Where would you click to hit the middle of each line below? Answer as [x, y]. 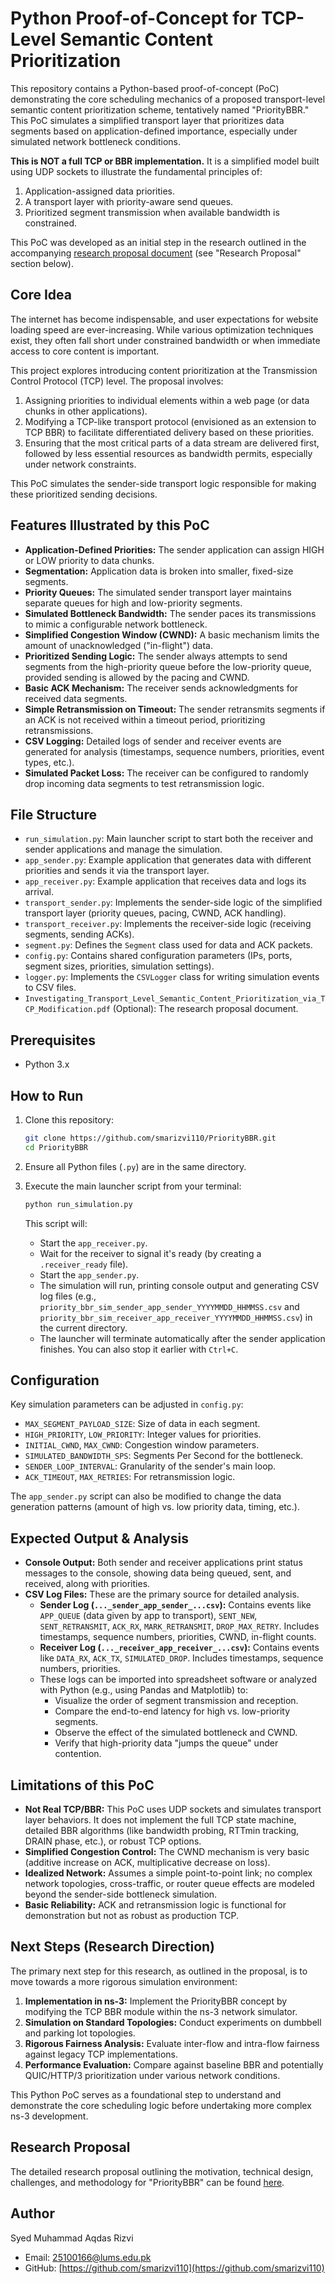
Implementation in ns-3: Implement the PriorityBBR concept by [156, 2001]
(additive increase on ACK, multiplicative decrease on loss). [147, 1863]
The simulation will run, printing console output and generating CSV [179, 1285]
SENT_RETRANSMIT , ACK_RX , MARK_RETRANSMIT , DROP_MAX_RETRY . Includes [179, 1626]
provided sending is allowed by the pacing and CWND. [137, 677]
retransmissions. [59, 730]
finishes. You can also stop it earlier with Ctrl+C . [139, 1349]
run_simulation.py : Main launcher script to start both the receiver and [169, 839]
